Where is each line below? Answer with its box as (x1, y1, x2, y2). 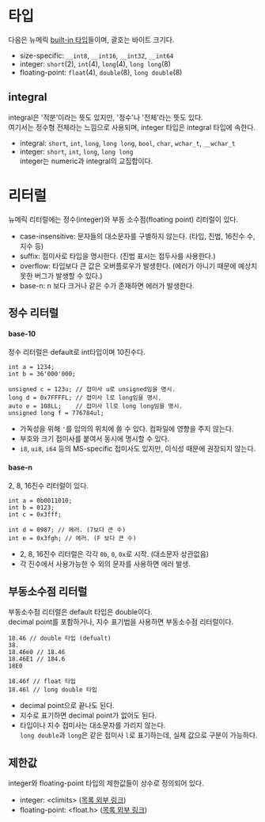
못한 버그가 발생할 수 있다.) (19, 271, 103, 280)
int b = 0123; (8, 504, 55, 512)
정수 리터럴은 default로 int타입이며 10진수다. (8, 348, 146, 357)
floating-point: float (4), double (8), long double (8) (19, 67, 183, 77)
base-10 (8, 329, 36, 338)
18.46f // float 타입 (8, 678, 77, 686)
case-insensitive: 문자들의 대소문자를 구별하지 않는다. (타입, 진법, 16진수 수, (19, 231, 256, 241)
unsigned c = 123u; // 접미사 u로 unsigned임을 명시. (8, 386, 176, 394)
